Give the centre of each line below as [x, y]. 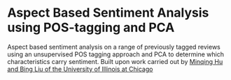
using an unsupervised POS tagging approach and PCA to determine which [115, 54]
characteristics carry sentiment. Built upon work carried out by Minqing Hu [115, 61]
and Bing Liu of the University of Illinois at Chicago [80, 69]
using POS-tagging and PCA [91, 27]
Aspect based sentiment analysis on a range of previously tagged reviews [114, 47]
